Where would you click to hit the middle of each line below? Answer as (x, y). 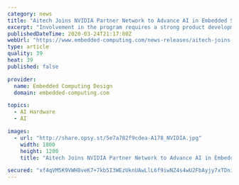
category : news (30, 14)
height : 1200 (39, 151)
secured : (20, 171)
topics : (19, 106)
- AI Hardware (34, 112)
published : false (33, 67)
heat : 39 (20, 60)
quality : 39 (25, 54)
